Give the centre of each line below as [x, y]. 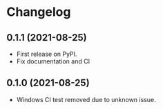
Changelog [39, 12]
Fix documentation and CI [53, 61]
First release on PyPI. [47, 54]
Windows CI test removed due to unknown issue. [86, 99]
